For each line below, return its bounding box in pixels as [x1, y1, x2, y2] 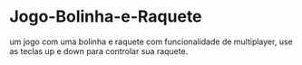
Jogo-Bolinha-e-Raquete [9, 6, 202, 27]
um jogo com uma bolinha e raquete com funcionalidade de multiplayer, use [9, 36, 293, 47]
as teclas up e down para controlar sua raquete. [9, 45, 189, 56]
